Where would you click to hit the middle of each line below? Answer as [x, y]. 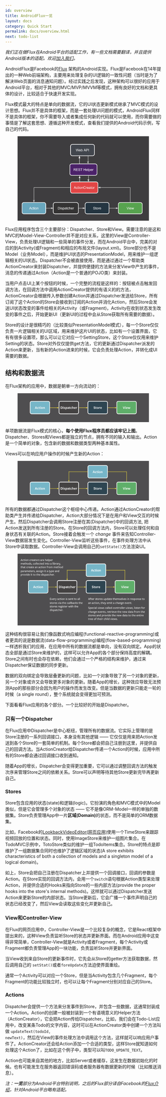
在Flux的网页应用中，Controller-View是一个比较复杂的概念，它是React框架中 [83, 930]
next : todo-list [22, 37]
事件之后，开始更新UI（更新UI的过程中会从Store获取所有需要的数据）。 [85, 314]
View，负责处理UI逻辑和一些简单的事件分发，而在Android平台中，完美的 [79, 242]
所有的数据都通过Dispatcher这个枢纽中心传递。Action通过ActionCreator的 [81, 509]
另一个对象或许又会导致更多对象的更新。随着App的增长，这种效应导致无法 [81, 682]
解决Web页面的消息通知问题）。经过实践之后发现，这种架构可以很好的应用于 [83, 81]
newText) [14, 1038]
